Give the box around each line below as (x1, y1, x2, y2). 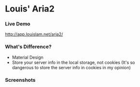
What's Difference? (5, 43, 52, 50)
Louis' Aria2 (5, 3, 55, 14)
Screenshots (5, 76, 36, 83)
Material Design (12, 54, 43, 60)
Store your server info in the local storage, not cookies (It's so (12, 59, 135, 65)
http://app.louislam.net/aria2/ (5, 31, 63, 37)
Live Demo (5, 21, 30, 27)
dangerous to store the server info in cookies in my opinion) (12, 64, 131, 70)
